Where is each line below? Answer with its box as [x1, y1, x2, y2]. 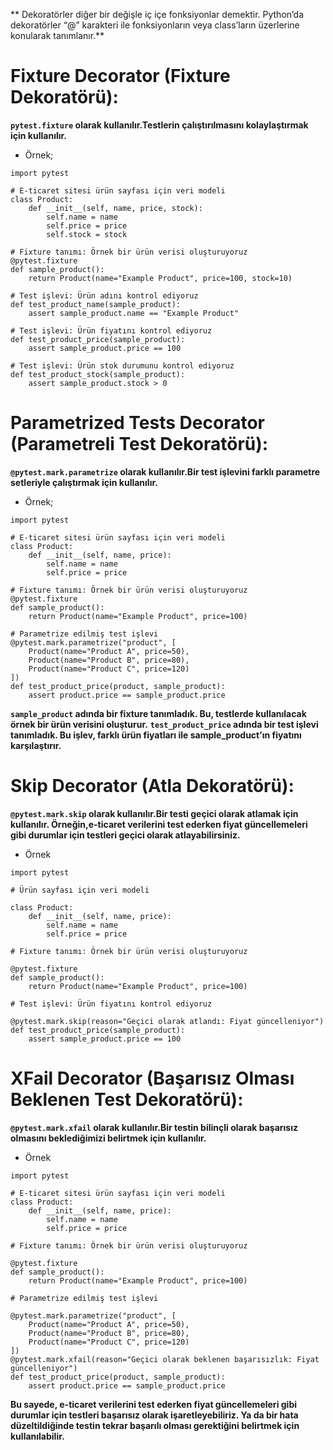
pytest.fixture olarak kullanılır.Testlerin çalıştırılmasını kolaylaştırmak [10, 119, 309, 131]
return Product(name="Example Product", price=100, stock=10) [28, 273, 293, 283]
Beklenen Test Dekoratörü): [10, 1089, 244, 1111]
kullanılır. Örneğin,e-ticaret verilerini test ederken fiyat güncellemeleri [10, 818, 308, 830]
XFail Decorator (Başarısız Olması [10, 1067, 295, 1089]
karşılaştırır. [10, 739, 62, 751]
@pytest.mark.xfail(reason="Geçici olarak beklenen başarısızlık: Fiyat [10, 1354, 320, 1364]
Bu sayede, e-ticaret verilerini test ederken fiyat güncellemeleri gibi [10, 1398, 297, 1410]
